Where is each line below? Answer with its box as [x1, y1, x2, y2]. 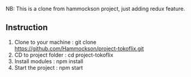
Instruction [5, 22, 48, 32]
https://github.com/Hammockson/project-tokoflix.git [14, 45, 144, 52]
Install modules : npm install [14, 57, 83, 65]
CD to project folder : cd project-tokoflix [14, 51, 114, 58]
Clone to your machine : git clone [14, 38, 97, 46]
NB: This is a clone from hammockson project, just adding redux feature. [5, 5, 186, 12]
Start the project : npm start [14, 64, 83, 71]
